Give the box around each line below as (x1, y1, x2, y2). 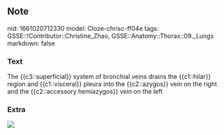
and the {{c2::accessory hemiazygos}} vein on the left (7, 87, 163, 96)
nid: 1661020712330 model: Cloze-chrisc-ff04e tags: (7, 24, 159, 32)
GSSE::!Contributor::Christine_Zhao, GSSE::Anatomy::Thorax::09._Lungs (7, 31, 214, 40)
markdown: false (7, 38, 56, 48)
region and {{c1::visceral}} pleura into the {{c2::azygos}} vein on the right (7, 80, 218, 88)
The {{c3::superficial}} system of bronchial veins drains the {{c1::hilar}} (7, 73, 211, 81)
